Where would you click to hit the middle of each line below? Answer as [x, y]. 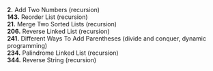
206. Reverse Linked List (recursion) [58, 31]
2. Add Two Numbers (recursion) [54, 10]
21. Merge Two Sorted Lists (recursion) [62, 24]
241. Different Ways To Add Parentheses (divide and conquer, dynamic [107, 39]
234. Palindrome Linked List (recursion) [63, 53]
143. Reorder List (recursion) [47, 17]
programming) [27, 46]
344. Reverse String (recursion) [52, 60]
